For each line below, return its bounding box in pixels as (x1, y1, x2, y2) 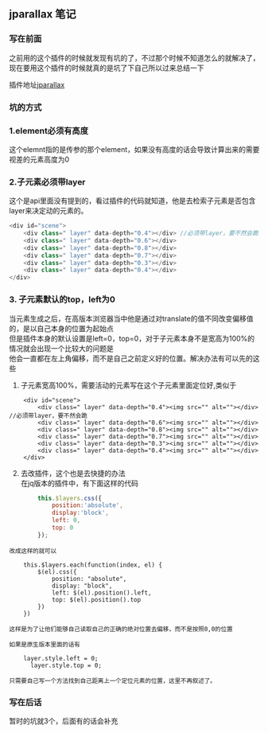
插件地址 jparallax (9, 80, 65, 89)
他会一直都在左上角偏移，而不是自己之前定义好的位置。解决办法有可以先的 (9, 353, 253, 363)
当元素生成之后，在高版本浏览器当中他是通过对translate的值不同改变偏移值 (9, 314, 254, 323)
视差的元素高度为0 (9, 154, 70, 164)
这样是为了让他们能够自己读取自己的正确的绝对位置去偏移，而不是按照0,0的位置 (9, 625, 233, 633)
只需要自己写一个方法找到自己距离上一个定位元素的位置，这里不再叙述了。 (9, 676, 217, 684)
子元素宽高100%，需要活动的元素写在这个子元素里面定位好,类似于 (20, 380, 237, 390)
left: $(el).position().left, (51, 588, 152, 597)
